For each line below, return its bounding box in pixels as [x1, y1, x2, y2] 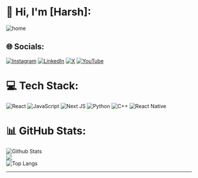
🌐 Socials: [6, 42, 45, 52]
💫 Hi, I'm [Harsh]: [6, 5, 91, 19]
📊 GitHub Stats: [6, 124, 87, 137]
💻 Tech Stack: [6, 79, 79, 92]
